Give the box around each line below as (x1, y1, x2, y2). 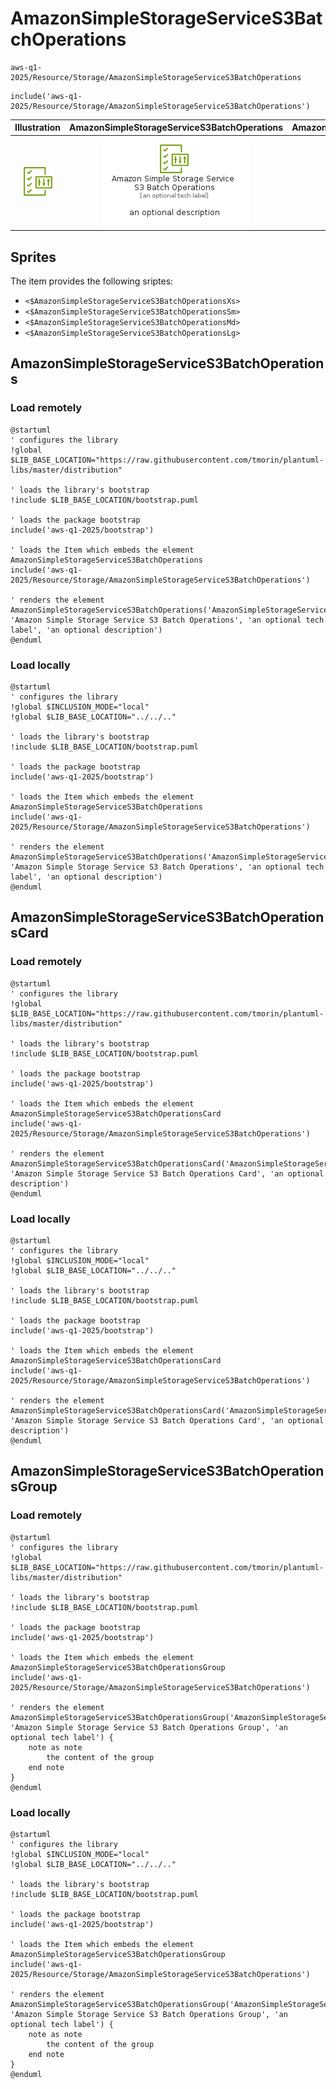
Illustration (14, 122, 62, 134)
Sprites (10, 248, 57, 266)
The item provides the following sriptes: (10, 275, 174, 287)
